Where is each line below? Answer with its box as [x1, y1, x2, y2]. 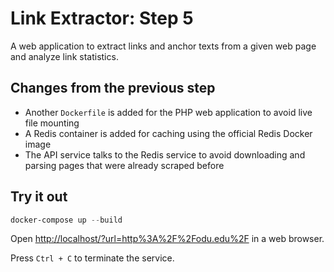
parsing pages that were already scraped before [24, 159, 225, 171]
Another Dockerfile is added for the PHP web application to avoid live [24, 106, 313, 118]
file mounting [24, 117, 80, 129]
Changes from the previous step [10, 80, 216, 97]
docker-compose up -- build [10, 215, 123, 225]
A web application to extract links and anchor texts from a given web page [10, 40, 317, 52]
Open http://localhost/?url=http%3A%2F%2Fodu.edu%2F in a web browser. [10, 233, 325, 245]
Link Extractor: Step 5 [10, 7, 194, 30]
